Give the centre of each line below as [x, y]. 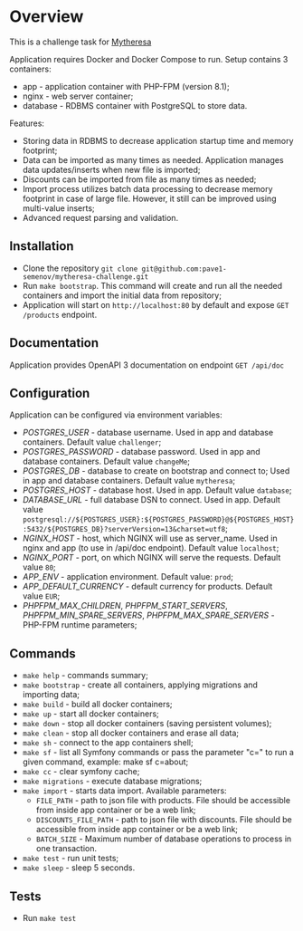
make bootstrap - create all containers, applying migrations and [140, 685]
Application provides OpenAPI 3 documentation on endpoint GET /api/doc [147, 365]
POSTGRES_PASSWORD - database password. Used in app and [141, 452]
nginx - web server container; [78, 96]
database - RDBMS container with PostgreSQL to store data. [135, 105]
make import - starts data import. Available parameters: [125, 791]
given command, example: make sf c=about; [105, 762]
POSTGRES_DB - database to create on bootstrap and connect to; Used [156, 471]
